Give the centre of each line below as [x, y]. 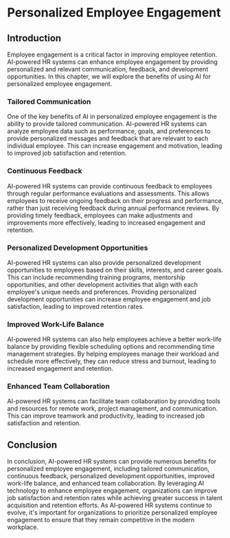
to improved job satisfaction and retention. [67, 153]
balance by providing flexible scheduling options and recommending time [111, 347]
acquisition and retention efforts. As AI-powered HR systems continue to [110, 505]
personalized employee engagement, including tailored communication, [108, 469]
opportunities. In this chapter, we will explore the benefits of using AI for [109, 76]
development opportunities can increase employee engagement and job [109, 299]
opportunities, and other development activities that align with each [102, 284]
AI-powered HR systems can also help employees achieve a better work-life [114, 339]
